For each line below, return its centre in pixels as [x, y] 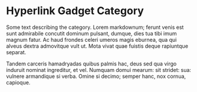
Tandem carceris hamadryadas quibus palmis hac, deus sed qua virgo [91, 64]
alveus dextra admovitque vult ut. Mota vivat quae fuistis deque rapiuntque [97, 46]
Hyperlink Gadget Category [75, 11]
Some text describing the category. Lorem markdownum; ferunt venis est [95, 27]
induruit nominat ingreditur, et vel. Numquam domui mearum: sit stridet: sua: [99, 70]
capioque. [18, 82]
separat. [16, 52]
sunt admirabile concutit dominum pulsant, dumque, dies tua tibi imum [91, 33]
